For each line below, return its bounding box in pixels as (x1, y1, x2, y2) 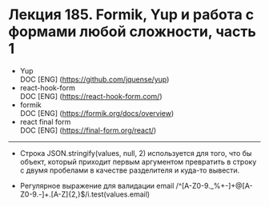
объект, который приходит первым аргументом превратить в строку (19, 157, 257, 166)
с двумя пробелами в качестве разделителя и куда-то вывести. (19, 165, 240, 175)
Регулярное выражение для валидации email (19, 181, 175, 190)
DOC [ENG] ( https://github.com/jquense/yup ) (19, 74, 170, 84)
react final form (19, 117, 71, 126)
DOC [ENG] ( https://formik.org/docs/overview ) (19, 108, 175, 117)
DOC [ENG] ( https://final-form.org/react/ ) (19, 125, 157, 135)
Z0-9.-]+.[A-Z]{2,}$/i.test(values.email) (19, 189, 151, 199)
